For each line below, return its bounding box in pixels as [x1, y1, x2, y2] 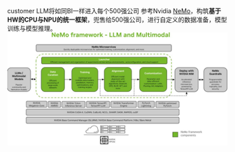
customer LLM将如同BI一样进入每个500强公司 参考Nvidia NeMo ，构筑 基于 [7, 7, 222, 15]
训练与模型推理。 [7, 24, 57, 32]
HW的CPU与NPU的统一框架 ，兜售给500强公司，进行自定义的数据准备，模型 [7, 15, 227, 24]
